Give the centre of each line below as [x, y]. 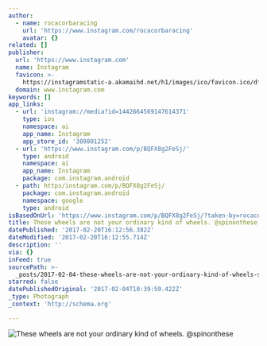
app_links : [26, 104]
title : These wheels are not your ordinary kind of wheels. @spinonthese [133, 223]
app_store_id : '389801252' [67, 141]
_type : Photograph [39, 297]
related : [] [28, 45]
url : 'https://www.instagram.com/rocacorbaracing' [108, 30]
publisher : [26, 52]
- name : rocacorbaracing [56, 23]
